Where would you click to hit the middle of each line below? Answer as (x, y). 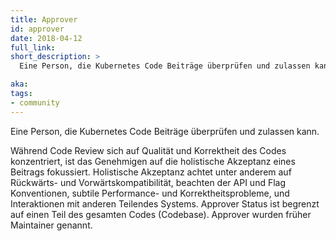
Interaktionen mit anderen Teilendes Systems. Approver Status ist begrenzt (165, 203)
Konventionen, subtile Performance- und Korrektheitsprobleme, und (150, 193)
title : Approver (44, 19)
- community (35, 102)
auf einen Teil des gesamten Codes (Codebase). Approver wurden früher (161, 214)
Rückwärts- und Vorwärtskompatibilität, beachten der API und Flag (148, 182)
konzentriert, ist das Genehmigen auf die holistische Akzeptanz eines (153, 161)
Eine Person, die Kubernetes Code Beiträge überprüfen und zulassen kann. (165, 131)
